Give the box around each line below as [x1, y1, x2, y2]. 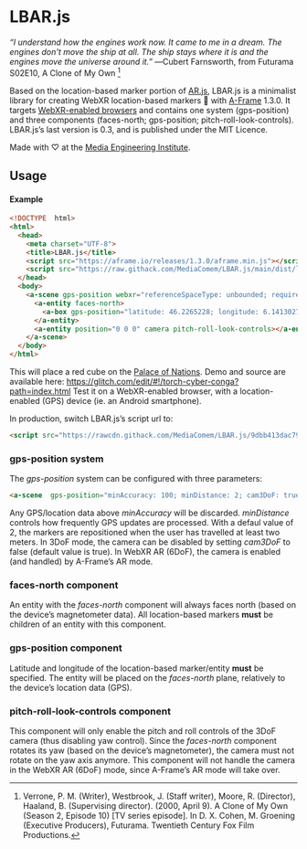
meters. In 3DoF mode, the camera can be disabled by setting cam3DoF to [9, 536, 291, 547]
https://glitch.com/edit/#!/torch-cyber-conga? [66, 377, 239, 387]
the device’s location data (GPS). [9, 682, 132, 693]
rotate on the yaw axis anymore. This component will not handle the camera [9, 755, 295, 765]
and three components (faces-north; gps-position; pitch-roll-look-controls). [9, 114, 294, 125]
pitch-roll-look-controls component [9, 705, 172, 717]
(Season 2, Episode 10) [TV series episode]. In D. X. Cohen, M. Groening [22, 811, 295, 821]
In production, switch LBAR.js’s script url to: [9, 413, 174, 424]
